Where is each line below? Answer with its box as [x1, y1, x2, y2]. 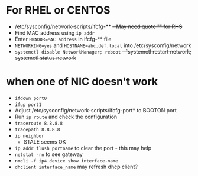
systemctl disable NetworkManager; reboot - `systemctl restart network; [14, 48, 192, 55]
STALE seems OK [23, 138, 66, 145]
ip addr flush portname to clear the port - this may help [14, 144, 152, 151]
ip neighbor [14, 133, 44, 139]
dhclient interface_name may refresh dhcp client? [14, 163, 138, 170]
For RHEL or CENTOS [6, 4, 111, 17]
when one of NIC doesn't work [6, 75, 158, 88]
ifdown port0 [14, 95, 47, 101]
